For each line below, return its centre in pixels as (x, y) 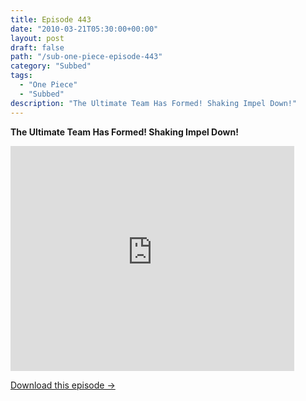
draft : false (37, 47)
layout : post (37, 38)
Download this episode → (63, 385)
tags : (21, 76)
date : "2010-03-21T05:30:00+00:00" (84, 29)
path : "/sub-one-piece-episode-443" (86, 57)
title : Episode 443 (51, 19)
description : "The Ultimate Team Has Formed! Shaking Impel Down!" (154, 103)
